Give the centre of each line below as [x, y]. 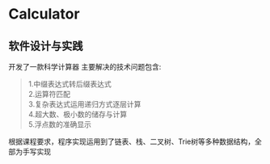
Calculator [44, 14]
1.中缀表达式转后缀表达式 [70, 84]
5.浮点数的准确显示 [59, 124]
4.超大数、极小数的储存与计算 [78, 114]
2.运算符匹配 [49, 94]
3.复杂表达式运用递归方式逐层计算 [84, 104]
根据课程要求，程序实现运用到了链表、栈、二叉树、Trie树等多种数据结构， [132, 141]
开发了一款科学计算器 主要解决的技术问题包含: [85, 67]
